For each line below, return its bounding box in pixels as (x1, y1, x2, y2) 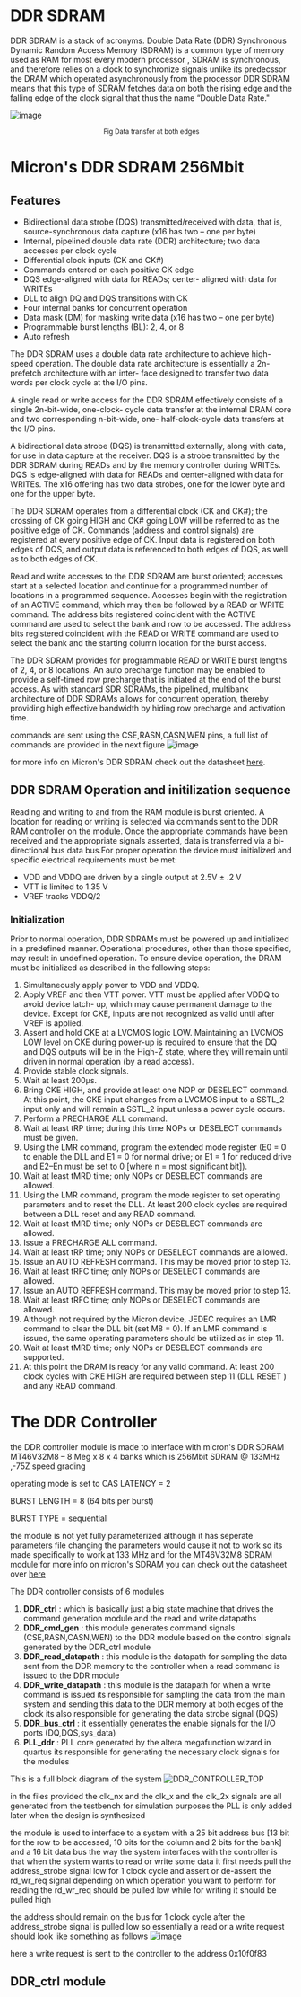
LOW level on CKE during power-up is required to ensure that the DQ (22, 1037, 278, 1047)
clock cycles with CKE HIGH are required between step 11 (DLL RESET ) (22, 1371, 288, 1382)
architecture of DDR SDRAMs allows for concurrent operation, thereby (10, 693, 270, 703)
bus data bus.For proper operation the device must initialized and (50, 844, 292, 855)
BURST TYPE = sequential (10, 1513, 107, 1524)
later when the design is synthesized (10, 1809, 146, 1820)
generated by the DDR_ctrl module (22, 1641, 151, 1652)
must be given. (22, 1133, 79, 1144)
